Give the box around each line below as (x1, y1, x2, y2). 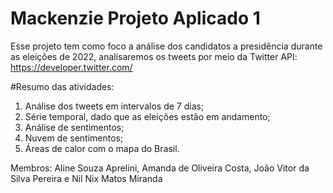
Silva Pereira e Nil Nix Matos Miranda (10, 172, 163, 184)
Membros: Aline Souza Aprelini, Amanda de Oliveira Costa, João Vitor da (10, 162, 310, 174)
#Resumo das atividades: (10, 80, 115, 92)
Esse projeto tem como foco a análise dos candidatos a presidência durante (10, 40, 323, 52)
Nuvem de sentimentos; (24, 132, 124, 144)
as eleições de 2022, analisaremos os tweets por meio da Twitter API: (10, 50, 298, 62)
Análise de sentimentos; (24, 121, 125, 133)
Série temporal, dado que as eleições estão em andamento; (24, 110, 271, 122)
